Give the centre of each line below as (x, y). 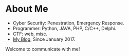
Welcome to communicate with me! (43, 49)
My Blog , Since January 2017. (44, 39)
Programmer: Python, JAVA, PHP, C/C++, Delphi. (64, 28)
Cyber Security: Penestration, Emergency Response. (68, 23)
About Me (27, 9)
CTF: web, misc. (30, 34)
